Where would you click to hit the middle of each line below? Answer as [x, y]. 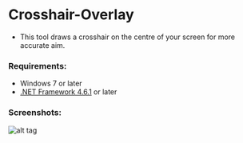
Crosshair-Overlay [71, 15]
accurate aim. [42, 45]
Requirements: [38, 66]
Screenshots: [35, 113]
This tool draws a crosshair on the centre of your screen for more [127, 37]
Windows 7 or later [51, 83]
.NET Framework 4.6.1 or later [68, 92]
